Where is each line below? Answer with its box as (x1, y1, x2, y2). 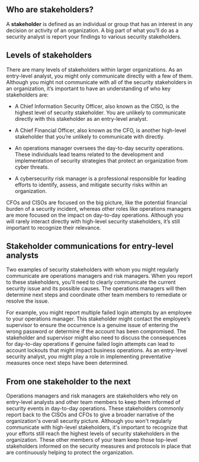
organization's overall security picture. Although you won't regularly (6, 418, 172, 425)
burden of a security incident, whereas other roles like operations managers (6, 205, 191, 212)
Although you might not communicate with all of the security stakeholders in (6, 78, 192, 85)
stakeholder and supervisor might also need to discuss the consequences (6, 334, 187, 341)
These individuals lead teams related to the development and (14, 150, 164, 158)
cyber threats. (14, 163, 49, 171)
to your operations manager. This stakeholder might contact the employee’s (6, 315, 191, 322)
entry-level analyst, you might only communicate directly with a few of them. (6, 72, 193, 79)
